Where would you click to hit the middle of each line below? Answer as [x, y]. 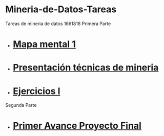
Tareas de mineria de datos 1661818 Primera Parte [58, 24]
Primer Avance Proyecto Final [77, 126]
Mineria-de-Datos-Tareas [61, 9]
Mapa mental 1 [44, 44]
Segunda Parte [21, 105]
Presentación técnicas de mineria [86, 68]
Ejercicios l [36, 91]
